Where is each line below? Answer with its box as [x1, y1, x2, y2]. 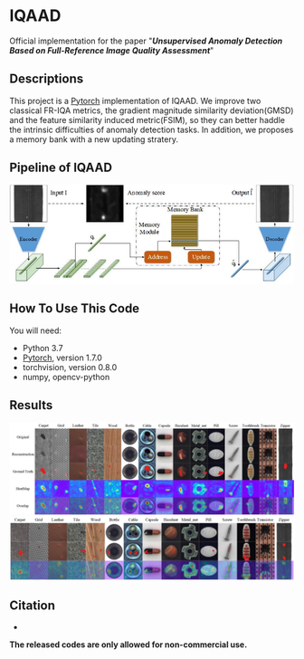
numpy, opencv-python [22, 371, 110, 382]
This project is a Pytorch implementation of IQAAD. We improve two [9, 95, 261, 106]
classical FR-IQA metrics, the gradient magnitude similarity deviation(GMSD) [9, 105, 294, 116]
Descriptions [9, 72, 84, 87]
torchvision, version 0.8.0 [22, 361, 118, 372]
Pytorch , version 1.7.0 [22, 352, 102, 363]
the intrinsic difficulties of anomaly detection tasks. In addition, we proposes [9, 124, 294, 135]
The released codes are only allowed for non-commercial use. [9, 639, 248, 650]
